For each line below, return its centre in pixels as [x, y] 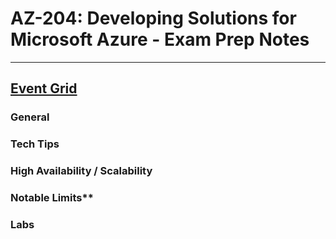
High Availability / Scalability [81, 171]
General [30, 117]
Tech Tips [35, 144]
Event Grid [44, 88]
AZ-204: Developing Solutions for [153, 18]
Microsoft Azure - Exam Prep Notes [160, 39]
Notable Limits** [52, 198]
